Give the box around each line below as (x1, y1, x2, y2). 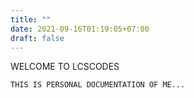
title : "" (10, 14, 52, 25)
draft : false (10, 33, 65, 43)
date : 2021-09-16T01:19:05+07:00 (10, 24, 150, 34)
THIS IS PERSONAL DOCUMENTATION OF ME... (10, 80, 186, 90)
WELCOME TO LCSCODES (10, 61, 120, 73)
